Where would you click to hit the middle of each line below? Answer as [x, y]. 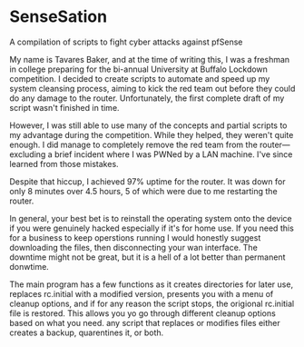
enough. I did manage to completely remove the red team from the [134, 144]
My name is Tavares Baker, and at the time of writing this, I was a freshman [150, 59]
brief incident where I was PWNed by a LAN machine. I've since [173, 154]
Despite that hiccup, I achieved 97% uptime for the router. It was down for [147, 181]
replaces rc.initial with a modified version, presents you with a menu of [142, 293]
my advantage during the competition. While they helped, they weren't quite [152, 134]
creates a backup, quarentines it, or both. [87, 332]
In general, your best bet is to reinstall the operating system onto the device [151, 218]
